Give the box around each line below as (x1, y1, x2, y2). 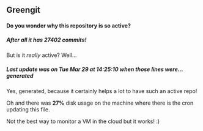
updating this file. (6, 105, 50, 113)
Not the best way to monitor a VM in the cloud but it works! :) (6, 118, 160, 125)
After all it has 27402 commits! (6, 36, 87, 43)
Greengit (6, 5, 41, 15)
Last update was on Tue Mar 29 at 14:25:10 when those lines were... (6, 65, 183, 73)
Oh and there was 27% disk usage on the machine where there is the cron (6, 99, 194, 107)
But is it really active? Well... (6, 51, 77, 59)
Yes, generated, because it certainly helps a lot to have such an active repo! (6, 87, 197, 94)
